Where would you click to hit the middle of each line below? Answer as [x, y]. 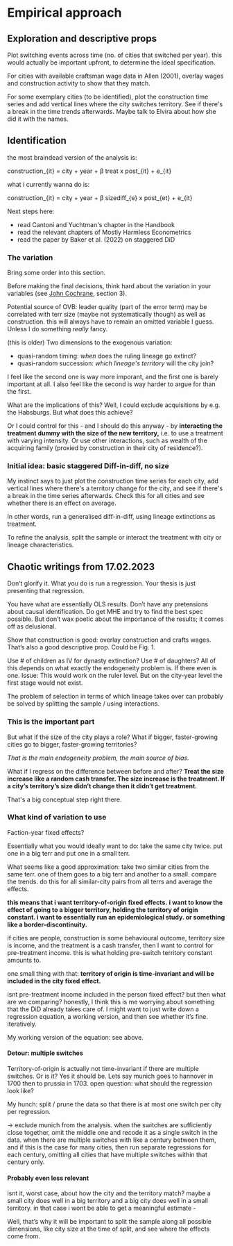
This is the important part [51, 722]
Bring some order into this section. [57, 273]
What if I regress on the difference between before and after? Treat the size [115, 771]
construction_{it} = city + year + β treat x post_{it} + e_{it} [89, 171]
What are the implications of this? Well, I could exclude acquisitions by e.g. [114, 405]
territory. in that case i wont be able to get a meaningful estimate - [102, 1208]
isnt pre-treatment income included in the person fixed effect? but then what [116, 994]
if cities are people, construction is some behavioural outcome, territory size [116, 938]
